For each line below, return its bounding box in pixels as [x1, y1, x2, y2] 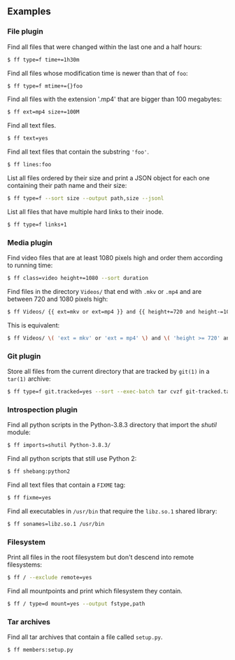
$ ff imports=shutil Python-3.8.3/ [7, 442, 111, 449]
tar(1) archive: [7, 375, 51, 383]
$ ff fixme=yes [7, 494, 52, 501]
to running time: [7, 261, 53, 269]
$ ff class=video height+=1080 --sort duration [7, 275, 149, 282]
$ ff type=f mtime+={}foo [7, 82, 83, 90]
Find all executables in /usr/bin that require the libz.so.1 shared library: [7, 506, 218, 515]
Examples [7, 6, 51, 18]
